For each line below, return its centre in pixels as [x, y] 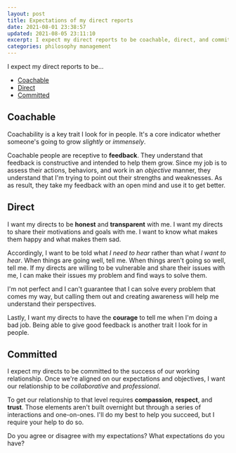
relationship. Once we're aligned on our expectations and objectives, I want [116, 379]
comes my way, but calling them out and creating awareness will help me [113, 296]
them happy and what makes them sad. [64, 239]
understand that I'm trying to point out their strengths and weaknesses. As [115, 177]
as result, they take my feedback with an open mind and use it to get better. [117, 185]
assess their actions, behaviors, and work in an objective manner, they [109, 170]
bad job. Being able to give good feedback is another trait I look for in [107, 325]
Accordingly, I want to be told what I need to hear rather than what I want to [117, 253]
